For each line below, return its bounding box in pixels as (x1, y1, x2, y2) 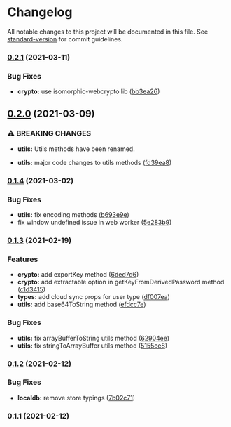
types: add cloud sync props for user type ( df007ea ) (17, 293, 170, 301)
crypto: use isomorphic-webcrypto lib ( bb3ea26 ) (17, 87, 160, 96)
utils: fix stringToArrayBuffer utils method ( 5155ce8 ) (17, 341, 168, 350)
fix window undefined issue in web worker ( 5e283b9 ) (17, 218, 172, 227)
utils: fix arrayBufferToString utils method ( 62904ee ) (17, 334, 170, 342)
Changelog (7, 4, 73, 20)
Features (7, 254, 38, 264)
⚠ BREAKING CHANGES (7, 129, 92, 138)
